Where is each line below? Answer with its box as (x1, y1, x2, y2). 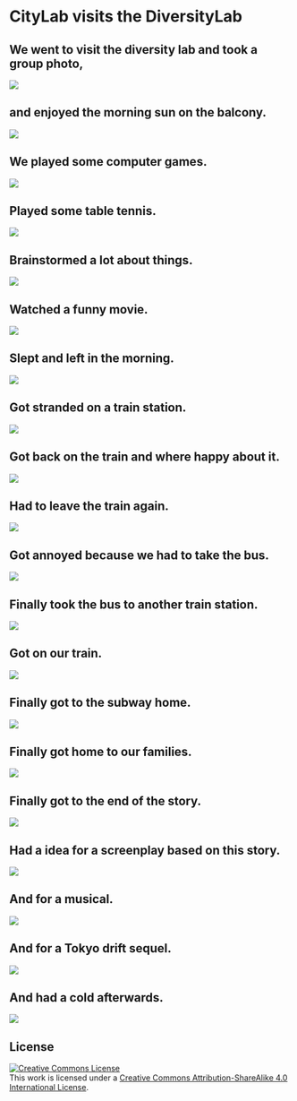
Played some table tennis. (9, 203, 157, 219)
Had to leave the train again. (9, 498, 169, 513)
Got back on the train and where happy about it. (9, 450, 280, 465)
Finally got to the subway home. (9, 695, 191, 710)
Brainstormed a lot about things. (9, 253, 193, 268)
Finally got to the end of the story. (9, 793, 202, 808)
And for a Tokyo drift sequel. (9, 941, 172, 956)
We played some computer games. (9, 154, 208, 169)
